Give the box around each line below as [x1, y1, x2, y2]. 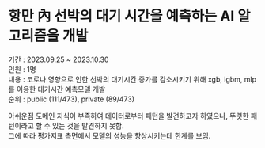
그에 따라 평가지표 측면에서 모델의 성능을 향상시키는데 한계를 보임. [8, 131, 211, 140]
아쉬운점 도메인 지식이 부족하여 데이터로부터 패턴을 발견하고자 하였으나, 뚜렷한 [8, 111, 249, 120]
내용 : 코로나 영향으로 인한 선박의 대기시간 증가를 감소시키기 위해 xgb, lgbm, [8, 74, 243, 84]
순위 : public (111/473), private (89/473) [8, 94, 135, 104]
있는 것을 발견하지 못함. [52, 120, 124, 131]
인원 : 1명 [8, 64, 37, 74]
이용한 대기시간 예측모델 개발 [16, 84, 106, 93]
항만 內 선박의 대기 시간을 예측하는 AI [8, 7, 235, 25]
